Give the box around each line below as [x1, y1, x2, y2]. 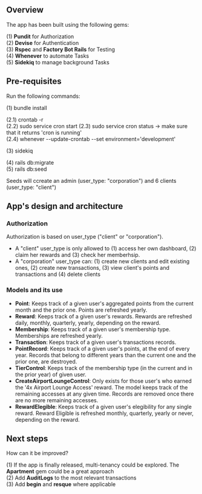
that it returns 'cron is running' [6, 129, 82, 136]
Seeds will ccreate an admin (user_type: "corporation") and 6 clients [6, 177, 177, 184]
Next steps [6, 434, 48, 444]
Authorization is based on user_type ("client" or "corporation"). [6, 233, 163, 241]
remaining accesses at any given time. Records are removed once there [15, 390, 194, 397]
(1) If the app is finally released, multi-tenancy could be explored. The [6, 461, 180, 468]
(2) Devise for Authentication [6, 39, 79, 46]
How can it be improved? [6, 450, 68, 457]
